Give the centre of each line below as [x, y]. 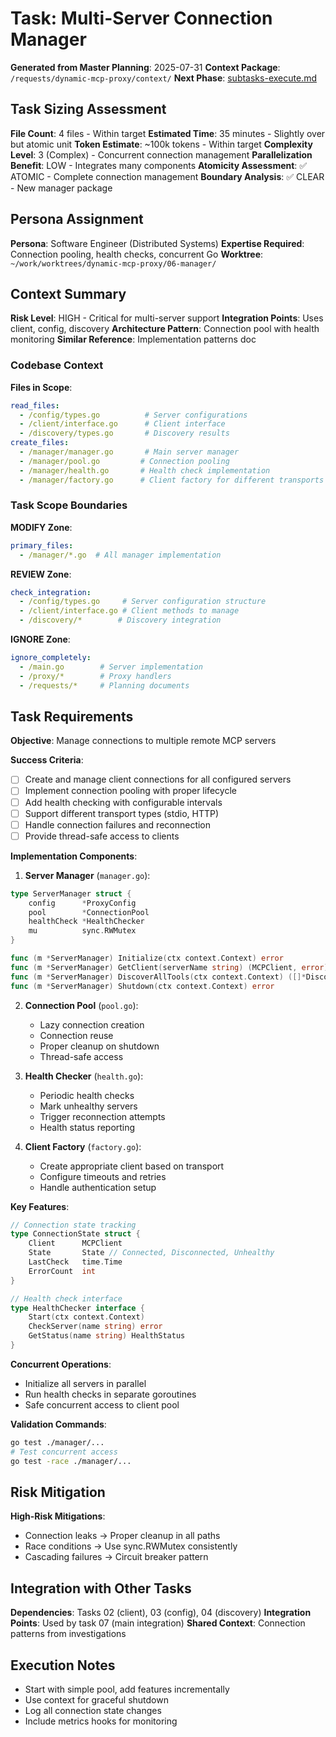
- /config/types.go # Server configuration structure [143, 602]
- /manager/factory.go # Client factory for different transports [172, 480]
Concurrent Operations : [61, 1364]
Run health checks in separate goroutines [110, 1394]
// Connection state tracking [73, 1225]
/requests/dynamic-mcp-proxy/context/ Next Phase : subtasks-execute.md [163, 78]
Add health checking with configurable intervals [123, 802]
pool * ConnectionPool [89, 912]
